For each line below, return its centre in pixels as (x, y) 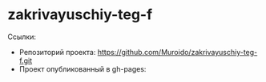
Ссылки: (22, 37)
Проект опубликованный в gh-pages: (83, 68)
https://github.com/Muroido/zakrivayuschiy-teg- (177, 52)
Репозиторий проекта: (57, 52)
